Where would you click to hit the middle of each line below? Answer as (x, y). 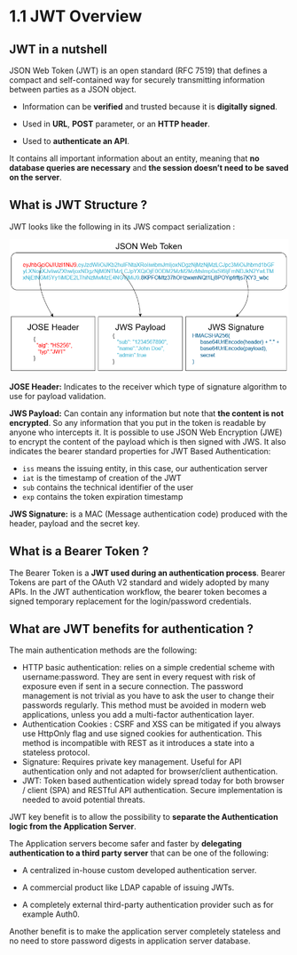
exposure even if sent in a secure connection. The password (133, 686)
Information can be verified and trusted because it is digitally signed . (149, 107)
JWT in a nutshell (59, 49)
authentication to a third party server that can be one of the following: (139, 853)
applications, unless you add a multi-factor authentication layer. (138, 715)
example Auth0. (51, 914)
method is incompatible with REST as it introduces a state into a (138, 743)
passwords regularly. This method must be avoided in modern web (144, 705)
